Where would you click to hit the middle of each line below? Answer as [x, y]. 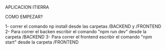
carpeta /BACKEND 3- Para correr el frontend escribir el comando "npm [79, 37]
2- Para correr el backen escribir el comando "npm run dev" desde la [76, 31]
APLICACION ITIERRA [27, 7]
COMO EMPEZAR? [24, 17]
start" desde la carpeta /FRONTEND [42, 42]
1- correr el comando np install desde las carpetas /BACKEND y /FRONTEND [83, 26]
